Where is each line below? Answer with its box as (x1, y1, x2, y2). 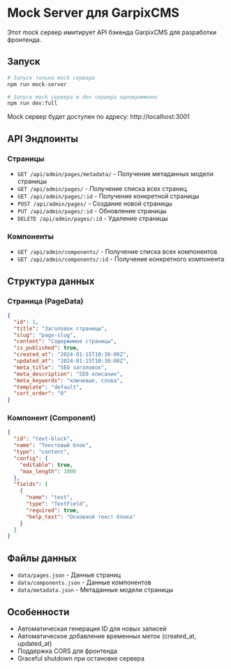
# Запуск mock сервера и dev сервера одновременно (7, 93, 158, 101)
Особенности (7, 606, 70, 618)
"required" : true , (25, 507, 80, 514)
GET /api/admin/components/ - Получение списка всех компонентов (17, 247, 218, 256)
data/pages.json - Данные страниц (17, 571, 121, 580)
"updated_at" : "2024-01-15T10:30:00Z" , (13, 358, 130, 365)
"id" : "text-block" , (13, 436, 73, 443)
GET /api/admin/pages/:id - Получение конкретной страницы (17, 192, 200, 200)
